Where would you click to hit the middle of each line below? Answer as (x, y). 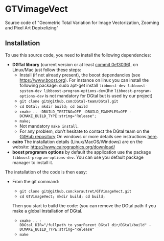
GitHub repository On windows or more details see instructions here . (89, 136)
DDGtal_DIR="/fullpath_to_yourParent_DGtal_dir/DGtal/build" (83, 225)
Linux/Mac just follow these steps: (47, 70)
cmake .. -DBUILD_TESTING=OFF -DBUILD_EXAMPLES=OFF (73, 112)
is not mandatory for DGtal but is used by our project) (99, 96)
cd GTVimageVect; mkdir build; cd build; (62, 196)
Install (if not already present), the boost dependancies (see (80, 75)
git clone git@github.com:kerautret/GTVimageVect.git (75, 191)
